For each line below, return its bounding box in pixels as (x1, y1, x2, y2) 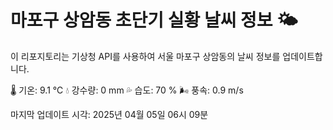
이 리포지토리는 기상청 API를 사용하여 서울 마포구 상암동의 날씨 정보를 (10, 50, 281, 62)
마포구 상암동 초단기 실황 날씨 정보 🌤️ (10, 9, 298, 32)
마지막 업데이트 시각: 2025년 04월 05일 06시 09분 (10, 108, 209, 120)
